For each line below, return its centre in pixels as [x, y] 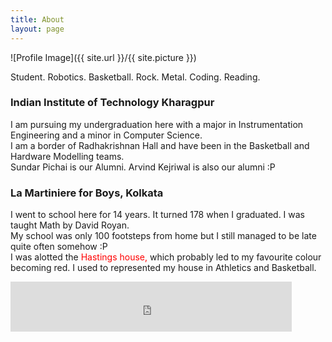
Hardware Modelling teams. [67, 156]
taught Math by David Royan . [70, 225]
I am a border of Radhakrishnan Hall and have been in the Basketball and [160, 145]
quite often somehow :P [59, 247]
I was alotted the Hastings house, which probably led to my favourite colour [166, 257]
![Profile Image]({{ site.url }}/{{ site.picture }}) [103, 57]
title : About [37, 19]
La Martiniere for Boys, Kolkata [87, 193]
